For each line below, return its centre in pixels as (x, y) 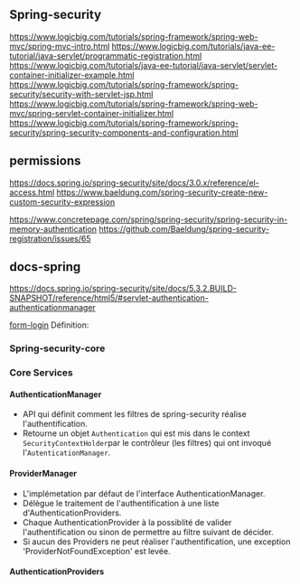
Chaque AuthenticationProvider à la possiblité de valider (127, 522)
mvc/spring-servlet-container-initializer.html (92, 113)
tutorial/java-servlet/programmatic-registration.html (106, 56)
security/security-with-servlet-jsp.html (81, 94)
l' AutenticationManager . (66, 453)
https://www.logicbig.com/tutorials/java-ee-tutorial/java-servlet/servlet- (144, 65)
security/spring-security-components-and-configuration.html (124, 132)
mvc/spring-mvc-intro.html (60, 46)
